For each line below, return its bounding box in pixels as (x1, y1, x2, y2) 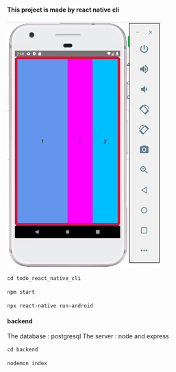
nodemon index (7, 360, 48, 367)
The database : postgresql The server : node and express (7, 332, 169, 340)
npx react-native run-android (7, 303, 94, 310)
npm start (7, 289, 36, 296)
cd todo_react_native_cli (7, 275, 81, 282)
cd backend (7, 347, 38, 353)
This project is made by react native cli (7, 5, 120, 14)
